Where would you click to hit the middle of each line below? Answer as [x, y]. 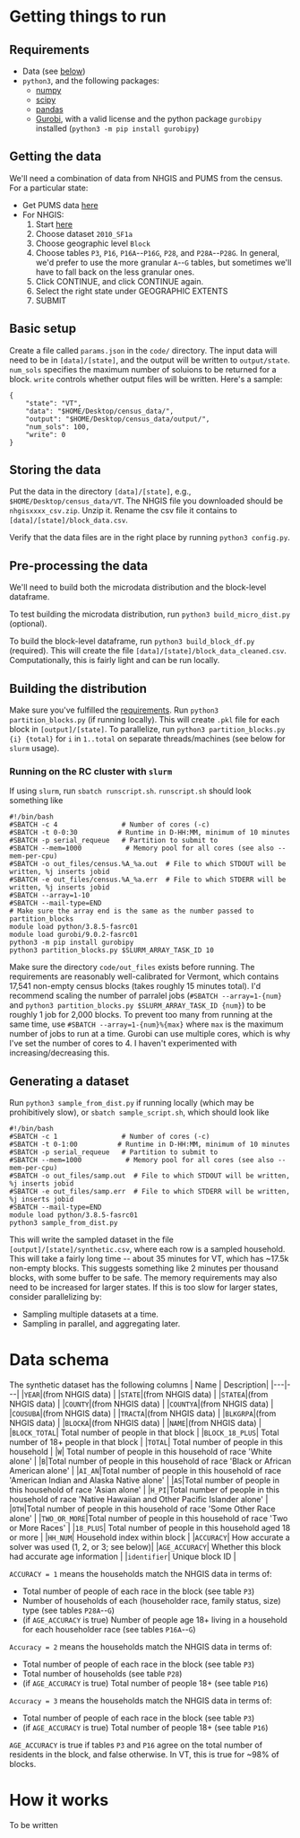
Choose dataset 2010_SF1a [84, 233]
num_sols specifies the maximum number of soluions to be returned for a [143, 369]
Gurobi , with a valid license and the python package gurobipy [149, 119]
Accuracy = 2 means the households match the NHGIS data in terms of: [141, 1647]
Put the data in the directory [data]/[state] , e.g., [100, 492]
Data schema [59, 1360]
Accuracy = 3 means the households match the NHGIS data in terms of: [141, 1701]
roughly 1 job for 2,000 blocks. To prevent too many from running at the [141, 1015]
